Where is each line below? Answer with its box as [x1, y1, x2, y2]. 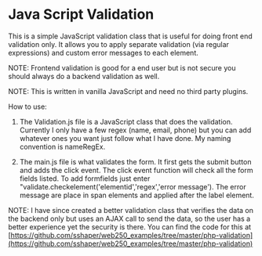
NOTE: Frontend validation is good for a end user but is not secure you [8, 63, 236, 72]
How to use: [8, 102, 47, 111]
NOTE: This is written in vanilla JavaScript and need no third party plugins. [8, 86, 249, 96]
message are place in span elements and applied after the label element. [19, 190, 255, 200]
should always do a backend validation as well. [8, 71, 160, 81]
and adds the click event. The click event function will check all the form [19, 165, 253, 175]
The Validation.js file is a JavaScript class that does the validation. [19, 117, 233, 126]
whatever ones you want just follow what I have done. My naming [19, 133, 231, 142]
